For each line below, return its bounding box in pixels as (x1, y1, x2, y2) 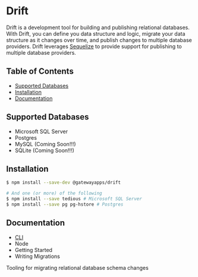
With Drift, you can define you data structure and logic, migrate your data (6, 30, 186, 37)
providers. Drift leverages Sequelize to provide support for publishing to (6, 43, 183, 50)
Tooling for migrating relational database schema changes (6, 264, 149, 271)
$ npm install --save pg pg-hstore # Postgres (6, 202, 124, 207)
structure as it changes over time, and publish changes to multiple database (6, 36, 192, 43)
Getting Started (14, 246, 52, 253)
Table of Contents (6, 67, 74, 77)
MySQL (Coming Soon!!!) (14, 140, 76, 147)
